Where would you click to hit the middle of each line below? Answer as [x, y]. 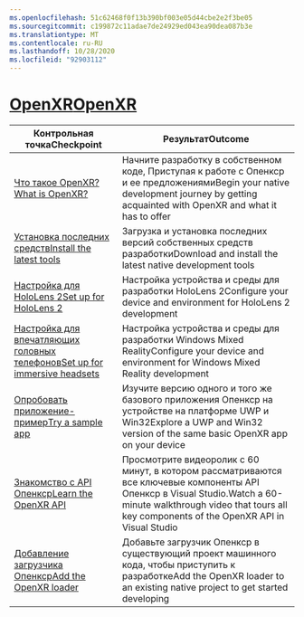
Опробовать [41, 399]
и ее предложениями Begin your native [205, 182]
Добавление [42, 553]
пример [31, 422]
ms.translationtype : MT [54, 34]
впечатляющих [47, 339]
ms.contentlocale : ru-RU [56, 43]
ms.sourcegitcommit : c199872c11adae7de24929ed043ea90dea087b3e [131, 26]
